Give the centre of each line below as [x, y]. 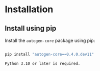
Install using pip [31, 28]
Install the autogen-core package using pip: [50, 40]
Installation [29, 9]
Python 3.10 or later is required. [43, 63]
